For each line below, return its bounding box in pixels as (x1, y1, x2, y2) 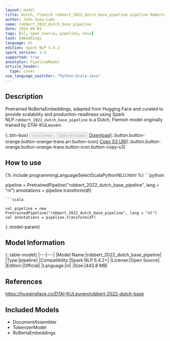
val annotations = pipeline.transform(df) (5, 215, 96, 220)
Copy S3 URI (99, 138, 126, 145)
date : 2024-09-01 (5, 26, 42, 31)
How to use (5, 158, 41, 167)
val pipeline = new (5, 206, 47, 211)
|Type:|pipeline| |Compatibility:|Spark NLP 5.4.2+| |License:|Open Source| (5, 257, 160, 263)
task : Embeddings (5, 36, 42, 41)
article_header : (5, 64, 39, 69)
